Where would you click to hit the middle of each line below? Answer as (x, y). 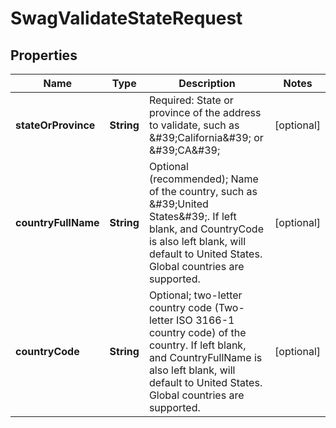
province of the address (205, 112)
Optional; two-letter (195, 295)
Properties (44, 55)
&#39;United (178, 204)
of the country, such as (203, 191)
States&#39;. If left (192, 216)
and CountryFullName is (205, 357)
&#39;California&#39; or (206, 137)
